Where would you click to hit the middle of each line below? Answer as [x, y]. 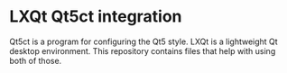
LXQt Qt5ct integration [96, 17]
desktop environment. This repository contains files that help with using [143, 50]
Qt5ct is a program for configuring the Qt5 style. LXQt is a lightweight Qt [143, 41]
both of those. [36, 60]
